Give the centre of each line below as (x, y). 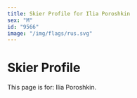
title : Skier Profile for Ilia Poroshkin (69, 14)
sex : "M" (20, 20)
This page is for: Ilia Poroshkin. (52, 87)
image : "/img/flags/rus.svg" (50, 33)
